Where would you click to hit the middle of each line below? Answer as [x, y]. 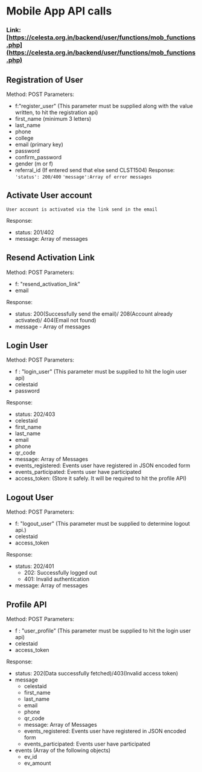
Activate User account [49, 195]
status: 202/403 [35, 414]
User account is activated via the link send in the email [82, 209]
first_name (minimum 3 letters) [53, 118]
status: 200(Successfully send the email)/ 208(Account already [94, 314]
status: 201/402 [34, 232]
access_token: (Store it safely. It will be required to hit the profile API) [101, 479]
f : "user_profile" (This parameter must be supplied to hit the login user [103, 630]
